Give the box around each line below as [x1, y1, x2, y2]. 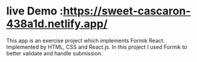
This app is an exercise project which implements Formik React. [6, 37, 165, 44]
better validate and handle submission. [6, 49, 103, 57]
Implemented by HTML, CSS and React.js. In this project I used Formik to [6, 43, 187, 51]
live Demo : [6, 4, 63, 18]
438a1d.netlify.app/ [6, 17, 108, 31]
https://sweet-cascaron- [63, 4, 191, 18]
